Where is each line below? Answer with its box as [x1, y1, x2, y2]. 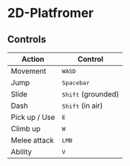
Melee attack [11, 135, 54, 145]
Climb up [11, 124, 41, 133]
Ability [11, 147, 32, 157]
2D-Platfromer [7, 5, 94, 21]
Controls [7, 33, 47, 45]
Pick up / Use [11, 112, 55, 122]
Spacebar [61, 79, 90, 87]
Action [21, 55, 45, 64]
